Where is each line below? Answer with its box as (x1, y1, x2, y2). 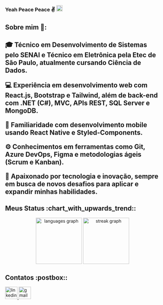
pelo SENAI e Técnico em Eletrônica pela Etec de (5, 51, 156, 59)
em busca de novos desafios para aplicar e (5, 180, 139, 188)
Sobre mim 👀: (5, 23, 47, 32)
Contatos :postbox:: (5, 273, 68, 282)
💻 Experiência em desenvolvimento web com (5, 81, 148, 89)
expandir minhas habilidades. (5, 187, 98, 196)
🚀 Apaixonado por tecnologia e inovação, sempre (5, 172, 159, 180)
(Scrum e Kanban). (5, 158, 64, 166)
